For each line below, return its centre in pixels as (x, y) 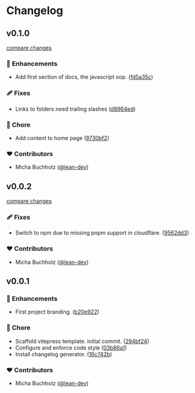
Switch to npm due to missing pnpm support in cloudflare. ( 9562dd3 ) (102, 233)
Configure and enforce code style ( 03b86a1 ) (71, 347)
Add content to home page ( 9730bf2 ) (62, 138)
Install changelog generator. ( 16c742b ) (64, 354)
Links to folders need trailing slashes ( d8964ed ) (75, 109)
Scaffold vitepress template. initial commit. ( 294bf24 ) (82, 341)
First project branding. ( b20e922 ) (57, 312)
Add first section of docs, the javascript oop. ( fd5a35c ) (84, 77)
